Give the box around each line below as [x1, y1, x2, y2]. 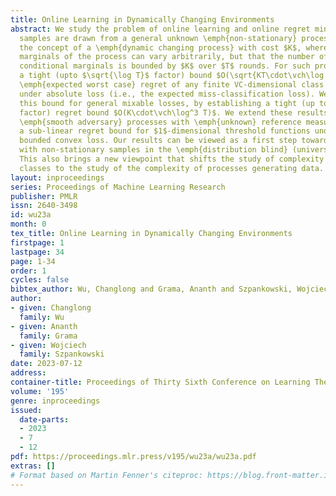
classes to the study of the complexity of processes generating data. [19, 163, 325, 173]
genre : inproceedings [10, 396, 101, 406]
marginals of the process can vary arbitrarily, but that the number [19, 52, 315, 62]
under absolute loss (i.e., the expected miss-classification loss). [19, 89, 315, 99]
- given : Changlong [10, 303, 92, 313]
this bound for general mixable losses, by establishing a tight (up [19, 98, 315, 108]
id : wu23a [10, 210, 52, 220]
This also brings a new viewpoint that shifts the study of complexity [19, 154, 325, 164]
